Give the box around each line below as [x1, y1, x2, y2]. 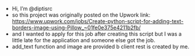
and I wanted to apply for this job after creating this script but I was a [11, 30, 182, 38]
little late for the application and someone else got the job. [11, 37, 156, 43]
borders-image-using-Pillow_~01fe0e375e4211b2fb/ [11, 24, 141, 31]
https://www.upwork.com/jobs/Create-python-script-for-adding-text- [11, 18, 184, 24]
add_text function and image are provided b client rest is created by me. [11, 43, 190, 50]
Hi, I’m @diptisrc [11, 5, 53, 12]
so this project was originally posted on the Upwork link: [11, 11, 151, 18]
